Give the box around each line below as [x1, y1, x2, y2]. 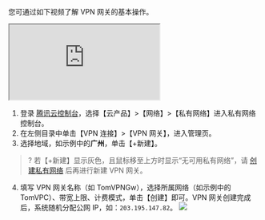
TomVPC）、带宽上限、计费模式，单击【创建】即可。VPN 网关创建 [19, 193, 238, 202]
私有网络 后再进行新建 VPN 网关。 [34, 165, 147, 175]
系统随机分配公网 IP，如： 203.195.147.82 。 [34, 203, 178, 212]
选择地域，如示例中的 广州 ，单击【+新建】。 [19, 139, 163, 148]
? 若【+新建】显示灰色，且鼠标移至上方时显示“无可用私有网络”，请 [27, 156, 248, 165]
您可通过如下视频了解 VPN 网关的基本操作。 [8, 7, 154, 16]
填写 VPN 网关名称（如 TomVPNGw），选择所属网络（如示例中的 [19, 183, 231, 192]
